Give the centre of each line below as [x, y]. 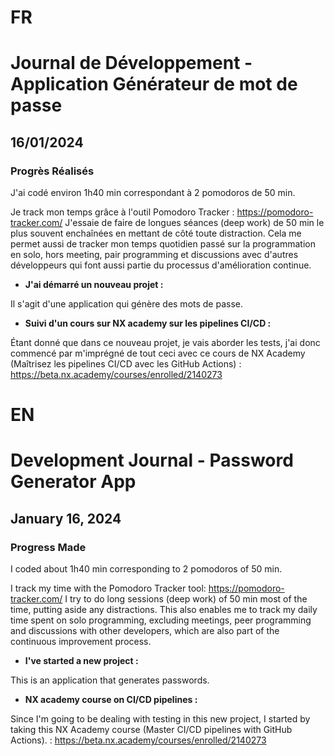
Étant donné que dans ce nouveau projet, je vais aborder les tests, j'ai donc [165, 343]
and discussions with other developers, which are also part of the [145, 631]
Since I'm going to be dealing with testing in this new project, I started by [160, 719]
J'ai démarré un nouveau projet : [94, 285]
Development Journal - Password [152, 460]
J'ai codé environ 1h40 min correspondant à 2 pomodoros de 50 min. [153, 193]
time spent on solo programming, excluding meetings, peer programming [161, 620]
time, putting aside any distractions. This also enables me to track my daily [164, 610]
